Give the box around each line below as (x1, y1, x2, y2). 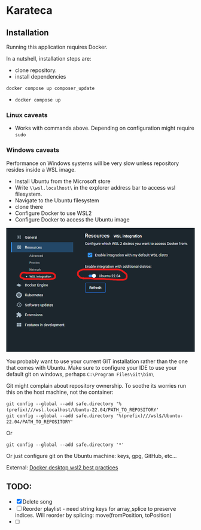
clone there (14, 203, 44, 210)
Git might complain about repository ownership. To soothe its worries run (6, 382, 187, 390)
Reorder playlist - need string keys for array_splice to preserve (22, 505, 176, 512)
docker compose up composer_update (6, 85, 95, 91)
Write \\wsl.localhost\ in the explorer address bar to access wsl (14, 184, 176, 191)
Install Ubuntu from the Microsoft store (14, 178, 111, 185)
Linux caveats (6, 110, 48, 119)
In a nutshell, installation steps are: (6, 55, 92, 62)
